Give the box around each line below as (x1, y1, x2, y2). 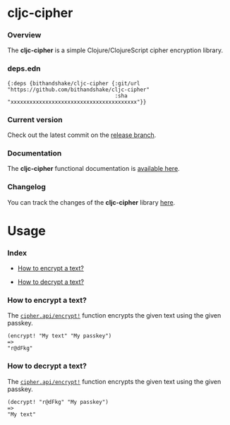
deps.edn (7, 64, 41, 73)
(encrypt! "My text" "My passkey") (7, 333, 112, 340)
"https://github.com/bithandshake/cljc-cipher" (7, 86, 150, 93)
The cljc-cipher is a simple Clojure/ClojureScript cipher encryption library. (7, 46, 224, 54)
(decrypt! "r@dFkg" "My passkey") (7, 398, 109, 405)
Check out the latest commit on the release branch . (7, 131, 157, 139)
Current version (7, 114, 63, 124)
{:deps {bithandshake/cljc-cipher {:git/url (7, 80, 140, 87)
